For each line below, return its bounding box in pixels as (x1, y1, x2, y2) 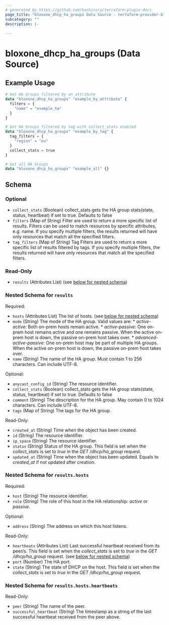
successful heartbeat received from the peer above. (12, 614, 121, 620)
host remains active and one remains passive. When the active (24, 329, 154, 335)
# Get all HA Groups (5, 162, 49, 167)
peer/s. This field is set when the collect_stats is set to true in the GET (12, 548, 157, 554)
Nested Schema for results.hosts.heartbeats (5, 582, 118, 589)
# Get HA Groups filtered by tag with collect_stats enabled (5, 124, 136, 130)
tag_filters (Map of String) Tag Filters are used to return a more (12, 239, 147, 245)
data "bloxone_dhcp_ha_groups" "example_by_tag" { (5, 129, 114, 134)
